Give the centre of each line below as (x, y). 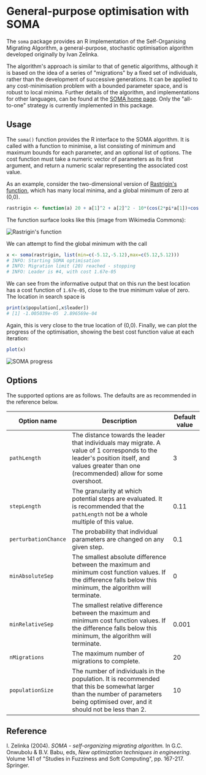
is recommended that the (108, 506)
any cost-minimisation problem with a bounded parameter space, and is (97, 86)
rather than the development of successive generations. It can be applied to (102, 79)
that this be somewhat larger (113, 686)
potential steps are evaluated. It (117, 498)
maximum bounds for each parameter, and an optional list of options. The (99, 152)
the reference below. (32, 402)
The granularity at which (107, 491)
